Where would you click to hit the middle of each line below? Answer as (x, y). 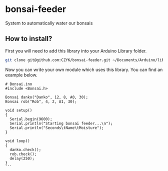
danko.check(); (25, 149)
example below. (21, 75)
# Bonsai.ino (19, 84)
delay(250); (22, 158)
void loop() (17, 141)
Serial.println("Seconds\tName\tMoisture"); (57, 128)
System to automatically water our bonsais (49, 23)
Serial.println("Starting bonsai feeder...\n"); (61, 123)
